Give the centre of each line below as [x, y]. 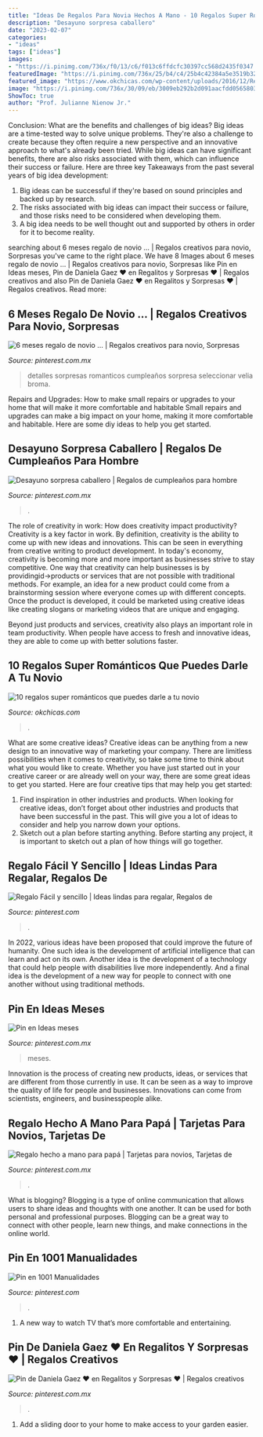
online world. [29, 1233]
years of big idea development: [58, 176]
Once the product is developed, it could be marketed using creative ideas [126, 601]
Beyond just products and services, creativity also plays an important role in [130, 624]
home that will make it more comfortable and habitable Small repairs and [125, 407]
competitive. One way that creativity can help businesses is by [109, 567]
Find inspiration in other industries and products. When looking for [126, 799]
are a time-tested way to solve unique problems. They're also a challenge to [131, 133]
